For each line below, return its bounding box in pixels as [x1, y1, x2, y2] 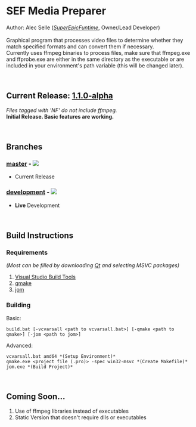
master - [6, 160, 32, 168]
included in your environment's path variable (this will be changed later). [6, 61, 184, 69]
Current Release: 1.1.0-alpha [6, 91, 113, 101]
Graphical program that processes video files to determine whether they [6, 36, 183, 44]
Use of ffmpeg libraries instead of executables [14, 407, 129, 414]
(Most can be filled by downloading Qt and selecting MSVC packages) [6, 262, 180, 269]
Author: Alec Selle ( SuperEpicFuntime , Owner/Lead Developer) [6, 24, 160, 31]
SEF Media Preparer [6, 4, 106, 18]
